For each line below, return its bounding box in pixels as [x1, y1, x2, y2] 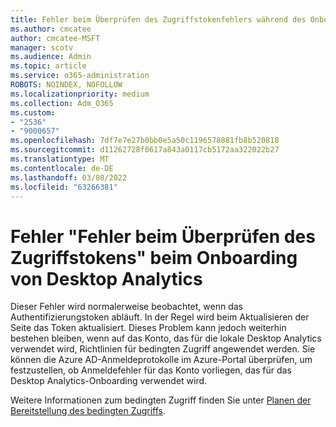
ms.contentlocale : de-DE [10, 163, 114, 173]
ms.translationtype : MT [10, 154, 110, 164]
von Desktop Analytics [10, 267, 203, 290]
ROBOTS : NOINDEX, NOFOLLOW [10, 80, 123, 90]
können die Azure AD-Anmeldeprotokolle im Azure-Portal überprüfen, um [10, 354, 313, 366]
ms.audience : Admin [10, 52, 92, 62]
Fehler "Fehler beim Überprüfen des [10, 225, 316, 248]
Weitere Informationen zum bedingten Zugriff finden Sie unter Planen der [10, 394, 312, 406]
